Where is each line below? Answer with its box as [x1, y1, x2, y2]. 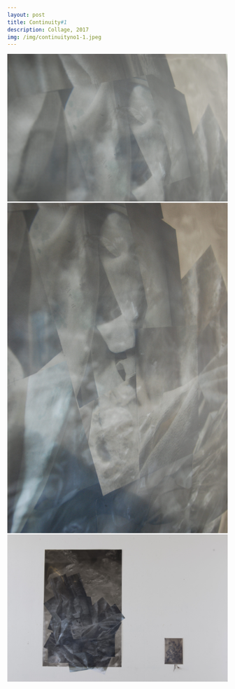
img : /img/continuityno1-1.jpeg [7, 34, 101, 41]
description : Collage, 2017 [7, 26, 90, 33]
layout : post [7, 11, 45, 18]
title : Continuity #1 [7, 18, 68, 26]
